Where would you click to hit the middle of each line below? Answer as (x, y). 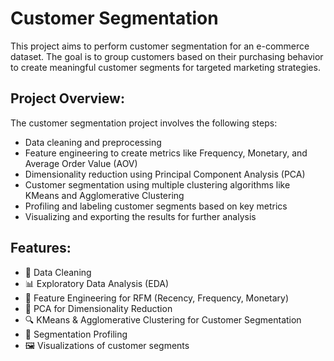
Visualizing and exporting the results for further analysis (140, 216)
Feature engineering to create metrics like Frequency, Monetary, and (166, 153)
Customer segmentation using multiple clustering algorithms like (157, 184)
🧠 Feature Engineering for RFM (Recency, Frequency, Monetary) (157, 298)
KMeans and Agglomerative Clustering (104, 195)
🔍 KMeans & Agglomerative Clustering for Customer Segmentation (163, 319)
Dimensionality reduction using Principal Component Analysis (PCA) (165, 174)
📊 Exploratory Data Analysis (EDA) (97, 283)
